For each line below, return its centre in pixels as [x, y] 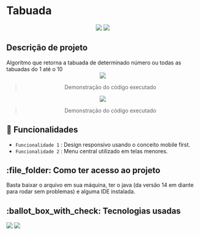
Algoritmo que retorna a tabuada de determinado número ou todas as [94, 63]
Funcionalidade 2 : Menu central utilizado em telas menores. [91, 151]
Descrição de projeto [47, 48]
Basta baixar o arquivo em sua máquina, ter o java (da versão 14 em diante [100, 185]
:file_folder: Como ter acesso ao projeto [83, 170]
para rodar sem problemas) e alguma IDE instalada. [71, 191]
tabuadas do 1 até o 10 [35, 69]
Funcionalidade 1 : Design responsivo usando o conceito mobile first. [103, 144]
